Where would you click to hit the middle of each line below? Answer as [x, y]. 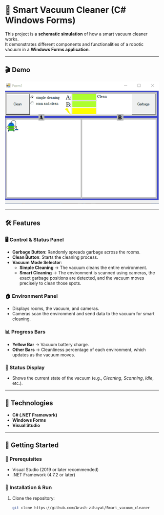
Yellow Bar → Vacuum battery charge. [51, 344]
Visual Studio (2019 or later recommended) [55, 470]
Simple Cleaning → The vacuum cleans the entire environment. [83, 268]
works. [12, 39]
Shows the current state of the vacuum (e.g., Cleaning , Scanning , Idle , [83, 378]
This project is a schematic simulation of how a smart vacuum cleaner [76, 34]
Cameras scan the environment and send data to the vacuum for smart [83, 314]
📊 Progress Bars [25, 332]
